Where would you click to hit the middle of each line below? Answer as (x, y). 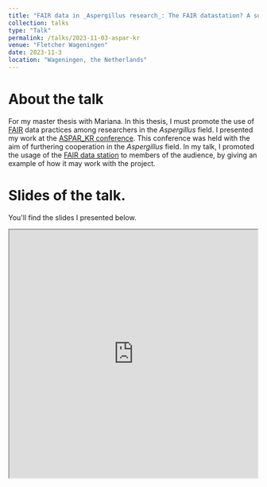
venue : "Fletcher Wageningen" (58, 45)
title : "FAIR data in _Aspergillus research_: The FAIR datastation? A (129, 15)
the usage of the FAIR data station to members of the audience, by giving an (133, 155)
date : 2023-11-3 (35, 52)
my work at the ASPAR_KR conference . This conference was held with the (129, 138)
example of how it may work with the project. (82, 163)
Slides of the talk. (67, 195)
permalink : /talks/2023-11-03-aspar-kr (74, 38)
